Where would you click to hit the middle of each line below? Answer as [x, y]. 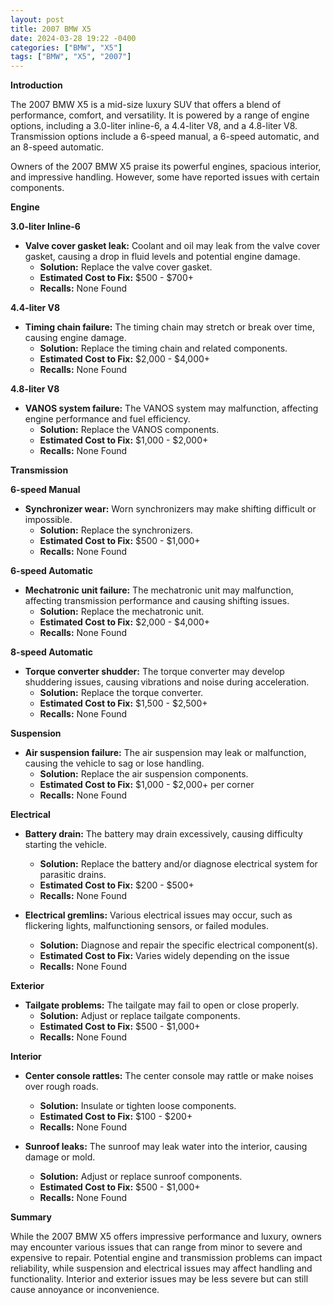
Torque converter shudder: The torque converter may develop [154, 672]
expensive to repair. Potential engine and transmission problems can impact [166, 1258]
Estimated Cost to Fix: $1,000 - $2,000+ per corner [147, 785]
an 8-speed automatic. [57, 147]
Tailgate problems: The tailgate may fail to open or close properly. [162, 1005]
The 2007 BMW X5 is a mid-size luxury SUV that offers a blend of [146, 105]
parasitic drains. [73, 875]
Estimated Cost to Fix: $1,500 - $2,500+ [123, 703]
